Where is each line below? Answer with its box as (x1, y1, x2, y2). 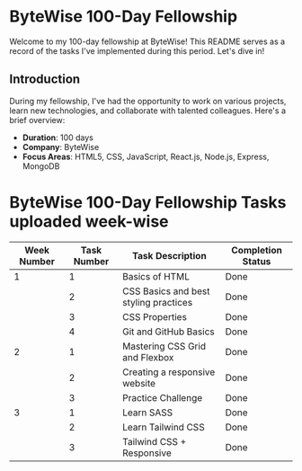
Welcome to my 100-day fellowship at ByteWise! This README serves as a (9, 36, 286, 47)
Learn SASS (122, 406, 173, 419)
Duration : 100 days (22, 132, 94, 143)
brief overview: (9, 114, 66, 125)
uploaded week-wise (9, 211, 169, 231)
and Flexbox (122, 351, 174, 363)
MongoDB (22, 160, 60, 172)
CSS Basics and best (122, 285, 210, 298)
